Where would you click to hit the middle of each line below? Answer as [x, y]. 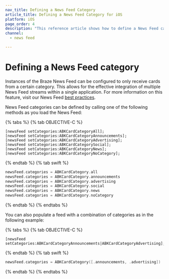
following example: [25, 220]
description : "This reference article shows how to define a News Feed [82, 29]
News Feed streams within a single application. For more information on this [84, 92]
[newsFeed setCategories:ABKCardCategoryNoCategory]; [63, 153]
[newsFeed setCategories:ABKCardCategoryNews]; [56, 149]
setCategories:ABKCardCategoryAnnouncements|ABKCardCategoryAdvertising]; [85, 244]
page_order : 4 [20, 24]
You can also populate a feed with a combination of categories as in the [79, 215]
